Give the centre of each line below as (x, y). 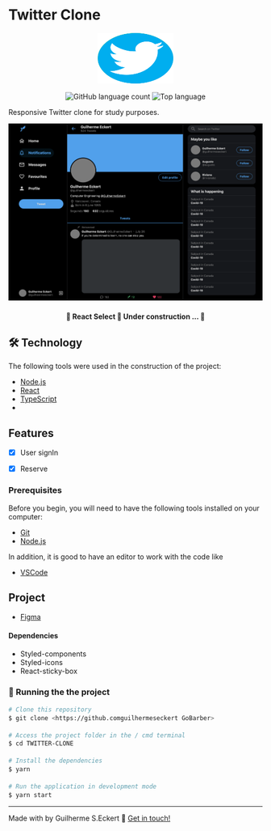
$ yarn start (30, 795)
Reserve (34, 469)
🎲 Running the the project (59, 692)
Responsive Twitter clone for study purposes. (84, 112)
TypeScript (38, 399)
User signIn (39, 453)
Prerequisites (35, 490)
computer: (25, 516)
